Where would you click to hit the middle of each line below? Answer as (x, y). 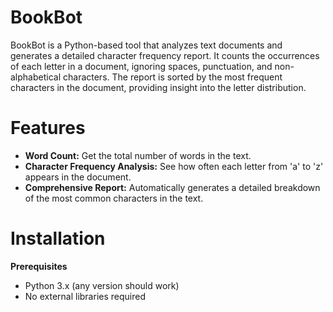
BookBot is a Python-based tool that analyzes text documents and (146, 45)
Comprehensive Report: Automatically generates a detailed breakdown (172, 187)
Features (48, 128)
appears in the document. (78, 177)
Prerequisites (39, 266)
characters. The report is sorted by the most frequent (172, 77)
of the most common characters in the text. (114, 198)
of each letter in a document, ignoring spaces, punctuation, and (141, 66)
